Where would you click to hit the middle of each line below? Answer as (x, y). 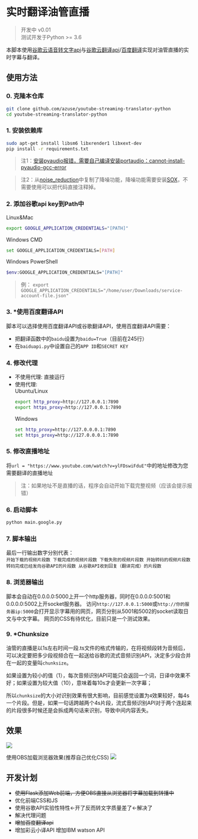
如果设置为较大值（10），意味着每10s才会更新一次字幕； (84, 682)
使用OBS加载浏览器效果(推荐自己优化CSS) (58, 757)
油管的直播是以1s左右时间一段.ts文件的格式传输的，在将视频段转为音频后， (97, 648)
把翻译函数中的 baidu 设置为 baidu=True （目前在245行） (81, 338)
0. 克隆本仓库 (25, 96)
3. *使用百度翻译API (35, 312)
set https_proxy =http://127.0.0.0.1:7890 (67, 435)
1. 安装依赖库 (24, 131)
